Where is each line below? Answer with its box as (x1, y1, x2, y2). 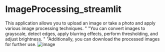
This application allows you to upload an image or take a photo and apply (5, 20, 156, 26)
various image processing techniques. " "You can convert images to (5, 25, 145, 31)
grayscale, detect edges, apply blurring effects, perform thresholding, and (5, 30, 158, 36)
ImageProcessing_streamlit (5, 3, 121, 15)
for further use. (5, 41, 36, 47)
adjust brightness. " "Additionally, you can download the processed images (5, 36, 160, 42)
